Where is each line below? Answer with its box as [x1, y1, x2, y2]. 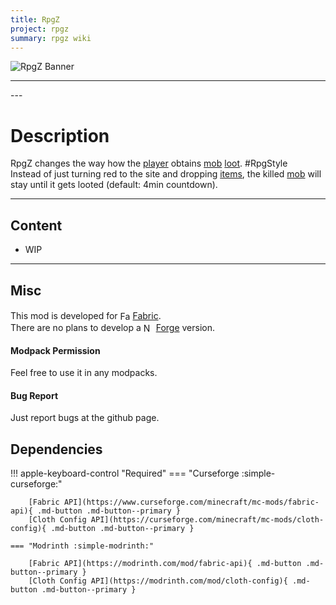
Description [10, 124, 110, 147]
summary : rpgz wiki [10, 33, 92, 43]
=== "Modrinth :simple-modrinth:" [10, 541, 155, 551]
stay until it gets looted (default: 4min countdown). [10, 179, 218, 191]
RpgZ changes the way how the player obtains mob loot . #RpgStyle [10, 157, 288, 170]
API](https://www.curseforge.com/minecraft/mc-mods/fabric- [63, 497, 320, 508]
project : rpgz [10, 24, 70, 34]
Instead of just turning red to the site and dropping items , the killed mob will [10, 168, 322, 180]
